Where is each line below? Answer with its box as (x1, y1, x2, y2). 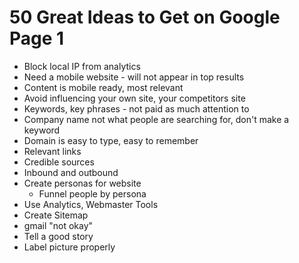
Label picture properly (23, 241, 116, 253)
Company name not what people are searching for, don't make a (23, 113, 290, 125)
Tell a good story (23, 230, 94, 242)
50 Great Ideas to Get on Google (9, 6, 281, 29)
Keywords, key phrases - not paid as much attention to (23, 102, 250, 115)
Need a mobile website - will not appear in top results (23, 71, 245, 83)
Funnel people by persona (38, 187, 147, 200)
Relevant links (23, 145, 82, 157)
